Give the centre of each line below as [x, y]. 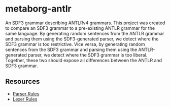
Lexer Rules [25, 99]
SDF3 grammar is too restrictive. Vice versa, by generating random [75, 44]
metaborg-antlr [39, 9]
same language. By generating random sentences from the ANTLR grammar [85, 33]
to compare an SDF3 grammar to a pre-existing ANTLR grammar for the [80, 28]
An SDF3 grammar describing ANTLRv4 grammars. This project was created [85, 23]
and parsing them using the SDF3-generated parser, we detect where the [82, 39]
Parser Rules [26, 93]
